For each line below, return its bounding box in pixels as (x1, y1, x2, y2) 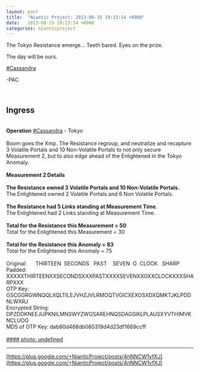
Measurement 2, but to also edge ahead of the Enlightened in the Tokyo (6, 152, 182, 160)
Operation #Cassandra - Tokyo (6, 127, 83, 135)
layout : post (6, 8, 39, 15)
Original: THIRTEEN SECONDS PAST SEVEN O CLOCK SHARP (6, 260, 180, 267)
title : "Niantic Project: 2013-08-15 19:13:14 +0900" (6, 14, 145, 20)
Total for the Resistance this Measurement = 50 (6, 222, 127, 229)
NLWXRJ (6, 298, 29, 305)
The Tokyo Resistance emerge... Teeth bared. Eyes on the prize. (6, 42, 164, 49)
